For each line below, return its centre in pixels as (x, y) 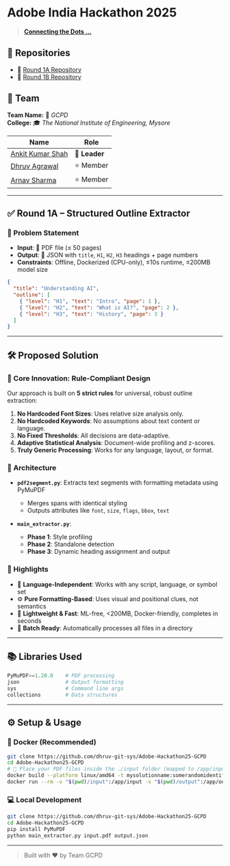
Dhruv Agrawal (35, 166)
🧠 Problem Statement (43, 233)
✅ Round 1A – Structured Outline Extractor (99, 213)
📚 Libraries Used (44, 656)
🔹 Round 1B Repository (49, 77)
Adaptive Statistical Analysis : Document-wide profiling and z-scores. (116, 442)
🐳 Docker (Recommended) (52, 742)
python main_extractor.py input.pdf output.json (78, 836)
